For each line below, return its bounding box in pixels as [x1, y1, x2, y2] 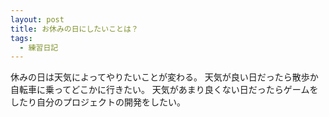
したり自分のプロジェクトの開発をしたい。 [10, 96, 186, 108]
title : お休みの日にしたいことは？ [10, 24, 139, 34]
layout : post [10, 14, 65, 25]
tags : [10, 33, 33, 43]
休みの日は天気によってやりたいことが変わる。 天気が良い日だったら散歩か [10, 71, 319, 83]
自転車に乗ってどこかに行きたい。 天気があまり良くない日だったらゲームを [10, 84, 319, 96]
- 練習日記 [19, 42, 59, 53]
